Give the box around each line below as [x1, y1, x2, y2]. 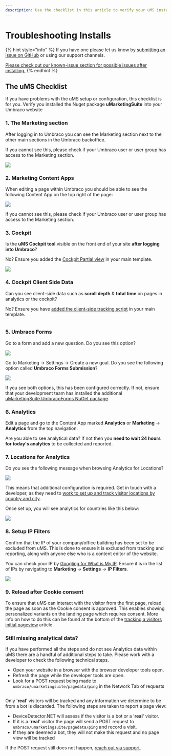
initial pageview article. [5, 622, 54, 628]
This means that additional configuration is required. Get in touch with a [5, 485, 156, 491]
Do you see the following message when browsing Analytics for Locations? [5, 465, 164, 472]
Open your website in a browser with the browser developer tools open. [12, 667, 164, 673]
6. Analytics [5, 408, 36, 415]
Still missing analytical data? [5, 634, 78, 641]
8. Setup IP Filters [5, 528, 50, 535]
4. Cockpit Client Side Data [5, 279, 73, 286]
